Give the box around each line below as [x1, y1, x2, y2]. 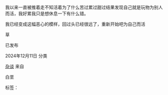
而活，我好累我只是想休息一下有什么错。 [5, 10, 88, 16]
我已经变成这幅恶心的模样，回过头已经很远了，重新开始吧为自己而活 [5, 21, 145, 27]
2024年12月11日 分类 [5, 53, 47, 59]
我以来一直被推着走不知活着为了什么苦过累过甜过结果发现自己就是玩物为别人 [5, 4, 163, 10]
